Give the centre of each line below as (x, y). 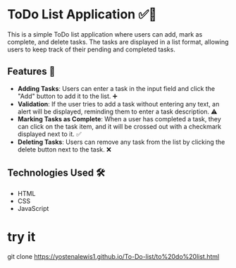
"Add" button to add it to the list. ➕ (67, 96)
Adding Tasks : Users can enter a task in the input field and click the (116, 88)
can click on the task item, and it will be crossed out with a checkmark (119, 126)
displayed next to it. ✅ (50, 134)
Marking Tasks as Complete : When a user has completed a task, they (119, 118)
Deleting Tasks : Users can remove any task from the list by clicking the (121, 142)
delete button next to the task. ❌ (64, 149)
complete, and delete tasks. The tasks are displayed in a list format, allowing (118, 42)
